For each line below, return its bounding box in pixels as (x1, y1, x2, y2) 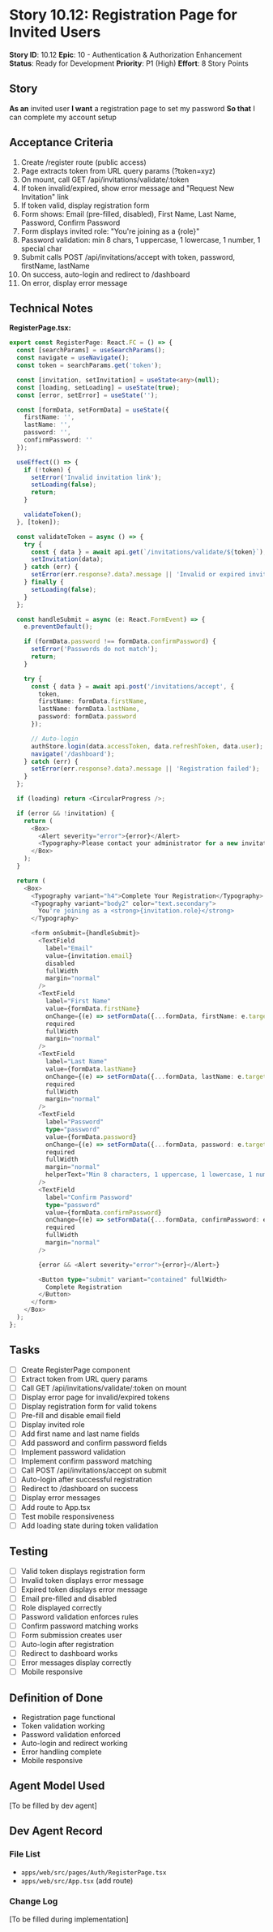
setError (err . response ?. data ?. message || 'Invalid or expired (30, 571, 245, 579)
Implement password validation (20, 1447, 126, 1457)
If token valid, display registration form (20, 201, 150, 210)
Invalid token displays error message (20, 1575, 144, 1585)
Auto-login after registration (20, 1640, 114, 1649)
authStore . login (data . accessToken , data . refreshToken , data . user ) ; (30, 742, 264, 750)
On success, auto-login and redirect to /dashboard (20, 270, 190, 279)
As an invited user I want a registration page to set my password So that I (9, 103, 256, 113)
